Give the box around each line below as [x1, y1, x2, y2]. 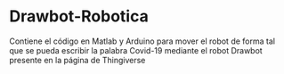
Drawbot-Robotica [9, 6, 149, 27]
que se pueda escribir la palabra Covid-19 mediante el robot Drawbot [9, 45, 263, 55]
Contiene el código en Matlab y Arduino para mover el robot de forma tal [9, 36, 276, 46]
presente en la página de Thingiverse [9, 54, 146, 65]
